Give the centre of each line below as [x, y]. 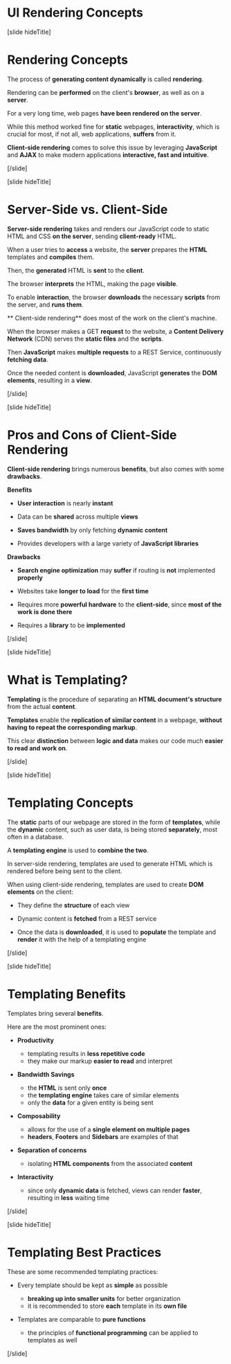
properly [30, 577]
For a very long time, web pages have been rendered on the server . [104, 113]
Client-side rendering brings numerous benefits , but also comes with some [116, 469]
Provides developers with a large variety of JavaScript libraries [108, 543]
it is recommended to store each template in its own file [107, 1306]
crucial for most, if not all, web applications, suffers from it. [92, 134]
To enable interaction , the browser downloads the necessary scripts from [114, 297]
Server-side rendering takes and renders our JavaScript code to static [108, 228]
